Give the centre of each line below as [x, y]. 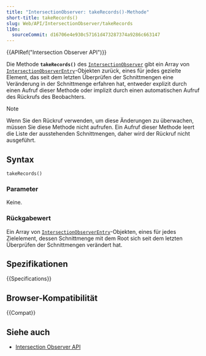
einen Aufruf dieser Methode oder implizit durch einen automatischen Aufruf [103, 90]
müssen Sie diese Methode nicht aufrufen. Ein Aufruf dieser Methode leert [101, 127]
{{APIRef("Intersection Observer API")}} [57, 52]
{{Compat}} [21, 313]
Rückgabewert [29, 219]
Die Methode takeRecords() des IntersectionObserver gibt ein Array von [98, 64]
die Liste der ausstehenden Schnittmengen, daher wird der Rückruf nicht [98, 134]
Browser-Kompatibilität [52, 298]
